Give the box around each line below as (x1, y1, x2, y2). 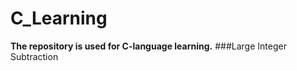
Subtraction (10, 50, 59, 62)
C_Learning (10, 7, 108, 30)
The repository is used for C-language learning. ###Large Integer (10, 40, 287, 52)
